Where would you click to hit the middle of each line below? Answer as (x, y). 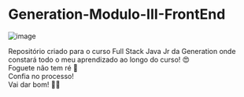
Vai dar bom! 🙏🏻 (34, 84)
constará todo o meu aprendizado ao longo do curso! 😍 (99, 59)
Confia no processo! (41, 76)
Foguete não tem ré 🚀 (43, 67)
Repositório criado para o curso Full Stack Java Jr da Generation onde (122, 51)
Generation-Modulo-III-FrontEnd (117, 14)
